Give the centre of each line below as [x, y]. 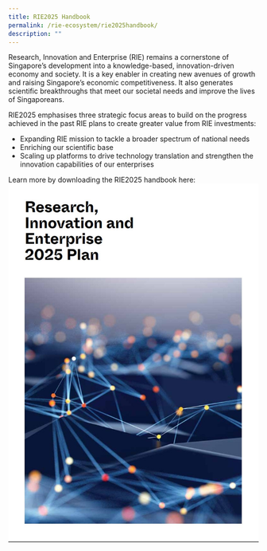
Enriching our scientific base [66, 148]
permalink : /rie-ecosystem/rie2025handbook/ [83, 25]
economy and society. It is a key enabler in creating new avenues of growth [132, 74]
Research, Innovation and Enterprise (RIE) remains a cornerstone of [118, 57]
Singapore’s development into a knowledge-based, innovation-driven [121, 66]
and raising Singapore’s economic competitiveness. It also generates [121, 83]
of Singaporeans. [37, 100]
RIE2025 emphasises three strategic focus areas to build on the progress [128, 115]
